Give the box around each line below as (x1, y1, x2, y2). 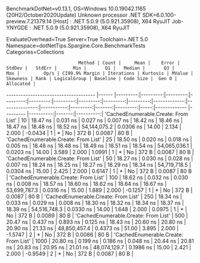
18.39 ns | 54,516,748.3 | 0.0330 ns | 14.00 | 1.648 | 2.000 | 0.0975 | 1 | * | (6, 206, 187, 213)
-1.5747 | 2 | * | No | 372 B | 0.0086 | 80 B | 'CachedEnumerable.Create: (6, 231, 183, 238)
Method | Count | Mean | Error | (78, 60, 180, 66)
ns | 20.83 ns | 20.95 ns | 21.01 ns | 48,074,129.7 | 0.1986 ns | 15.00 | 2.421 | (6, 244, 192, 250)
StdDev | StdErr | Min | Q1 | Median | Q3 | (6, 65, 175, 71)
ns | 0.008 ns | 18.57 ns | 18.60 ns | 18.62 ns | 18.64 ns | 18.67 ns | (6, 181, 167, 187)
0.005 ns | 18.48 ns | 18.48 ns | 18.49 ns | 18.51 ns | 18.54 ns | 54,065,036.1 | (6, 142, 192, 149)
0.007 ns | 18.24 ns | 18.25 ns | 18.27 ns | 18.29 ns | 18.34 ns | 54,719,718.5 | (6, 161, 192, 168)
